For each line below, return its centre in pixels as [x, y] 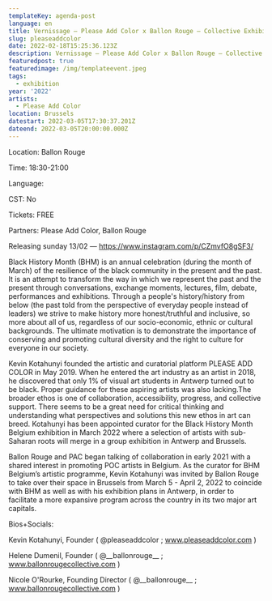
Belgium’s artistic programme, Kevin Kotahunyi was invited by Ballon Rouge [134, 474]
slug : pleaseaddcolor [45, 38]
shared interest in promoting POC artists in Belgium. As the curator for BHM [134, 465]
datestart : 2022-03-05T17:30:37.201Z [72, 121]
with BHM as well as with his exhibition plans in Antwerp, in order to [121, 491]
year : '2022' [30, 91]
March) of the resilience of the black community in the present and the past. [135, 270]
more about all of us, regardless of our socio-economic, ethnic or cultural [131, 322]
